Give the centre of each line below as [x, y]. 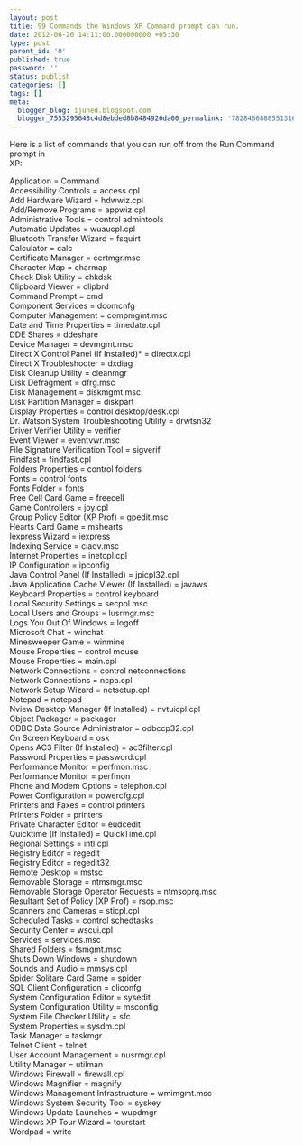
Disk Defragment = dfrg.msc [62, 383]
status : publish [40, 77]
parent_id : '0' [38, 52]
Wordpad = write [41, 1132]
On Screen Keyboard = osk [60, 738]
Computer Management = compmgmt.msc [88, 315]
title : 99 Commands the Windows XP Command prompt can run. [125, 26]
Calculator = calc [41, 249]
